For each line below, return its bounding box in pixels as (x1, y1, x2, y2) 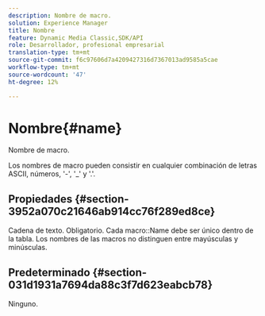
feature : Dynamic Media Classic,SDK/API (8, 33, 144, 42)
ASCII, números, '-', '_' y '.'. (8, 169, 96, 179)
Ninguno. (8, 299, 38, 309)
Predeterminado (8, 265, 90, 279)
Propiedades (8, 192, 73, 206)
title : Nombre (8, 26, 56, 34)
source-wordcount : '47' (8, 71, 87, 79)
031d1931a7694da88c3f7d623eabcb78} (8, 278, 213, 291)
